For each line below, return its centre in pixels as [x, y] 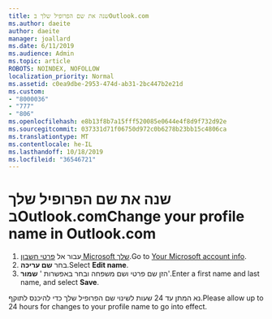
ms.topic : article [39, 62]
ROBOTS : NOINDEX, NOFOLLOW [54, 69]
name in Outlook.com [82, 234]
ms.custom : [27, 91]
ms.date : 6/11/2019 [41, 46]
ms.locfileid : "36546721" [52, 159]
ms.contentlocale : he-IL [50, 144]
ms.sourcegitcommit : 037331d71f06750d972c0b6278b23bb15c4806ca [118, 129]
